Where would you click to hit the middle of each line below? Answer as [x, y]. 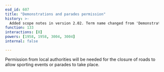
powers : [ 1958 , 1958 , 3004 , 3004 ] [40, 37]
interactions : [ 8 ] [24, 32]
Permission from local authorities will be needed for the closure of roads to [80, 59]
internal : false [21, 41]
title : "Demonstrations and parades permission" [55, 14]
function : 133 [20, 28]
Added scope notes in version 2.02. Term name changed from [72, 23]
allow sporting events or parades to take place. [52, 64]
